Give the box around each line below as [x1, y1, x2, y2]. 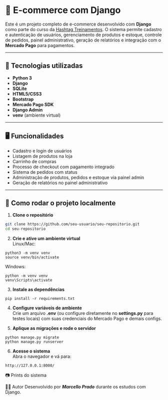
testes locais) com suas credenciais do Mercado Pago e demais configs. [12, 315, 162, 322]
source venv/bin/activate [5, 255, 59, 260]
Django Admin [12, 107, 43, 113]
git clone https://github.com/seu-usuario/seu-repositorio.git [5, 222, 140, 227]
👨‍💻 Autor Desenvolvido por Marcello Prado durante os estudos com [5, 384, 146, 390]
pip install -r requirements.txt [5, 296, 75, 301]
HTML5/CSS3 [12, 91, 42, 97]
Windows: [5, 264, 26, 270]
